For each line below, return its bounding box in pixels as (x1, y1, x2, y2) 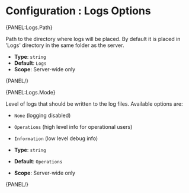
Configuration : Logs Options (5, 4, 152, 18)
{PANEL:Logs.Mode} (5, 88, 56, 96)
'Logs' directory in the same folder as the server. (5, 42, 124, 49)
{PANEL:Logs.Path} (5, 24, 53, 31)
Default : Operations (14, 157, 63, 164)
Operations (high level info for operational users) (14, 123, 133, 130)
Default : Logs (14, 59, 47, 67)
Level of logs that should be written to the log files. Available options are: (5, 100, 183, 107)
